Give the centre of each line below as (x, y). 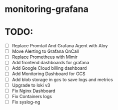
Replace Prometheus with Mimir (45, 57)
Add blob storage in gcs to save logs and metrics (62, 79)
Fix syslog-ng (26, 102)
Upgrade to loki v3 (31, 85)
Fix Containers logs (32, 96)
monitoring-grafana (46, 9)
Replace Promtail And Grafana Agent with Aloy (60, 46)
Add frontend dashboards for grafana (50, 63)
